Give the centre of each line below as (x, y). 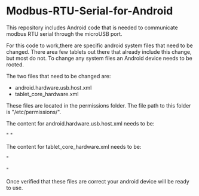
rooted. (15, 65)
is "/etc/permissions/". (34, 112)
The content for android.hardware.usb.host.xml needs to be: (80, 123)
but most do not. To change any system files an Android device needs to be (99, 58)
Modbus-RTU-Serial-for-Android (90, 11)
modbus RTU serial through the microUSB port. (64, 33)
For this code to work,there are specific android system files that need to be (99, 45)
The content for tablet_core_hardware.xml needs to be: (74, 146)
